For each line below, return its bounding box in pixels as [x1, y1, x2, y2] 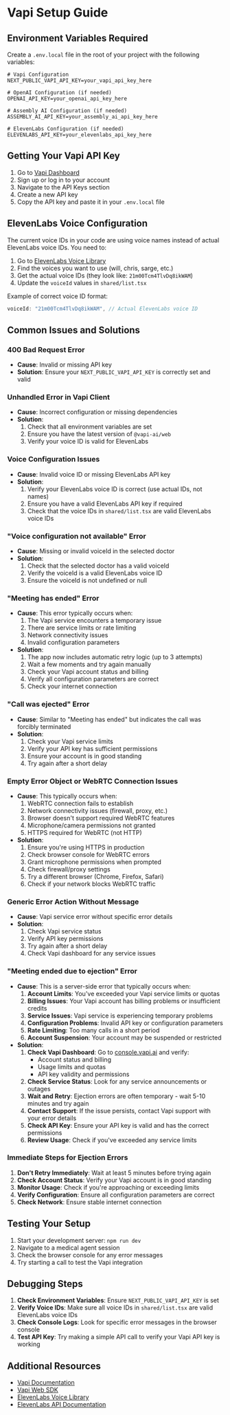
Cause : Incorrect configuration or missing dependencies [16, 408, 178, 416]
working [16, 1340, 41, 1348]
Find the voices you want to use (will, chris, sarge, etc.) [16, 264, 174, 272]
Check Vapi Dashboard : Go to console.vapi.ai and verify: [27, 1048, 189, 1056]
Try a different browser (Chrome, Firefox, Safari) [27, 872, 164, 880]
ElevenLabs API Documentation [16, 1401, 106, 1409]
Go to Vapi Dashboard [16, 168, 80, 176]
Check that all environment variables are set [27, 422, 152, 431]
